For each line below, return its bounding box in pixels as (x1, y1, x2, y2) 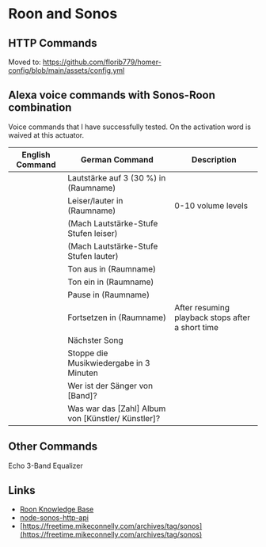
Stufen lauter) (67, 250, 119, 261)
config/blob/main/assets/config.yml (8, 66, 125, 75)
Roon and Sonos (8, 5, 118, 23)
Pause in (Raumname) (67, 289, 150, 300)
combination (8, 101, 72, 115)
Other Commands (8, 440, 98, 454)
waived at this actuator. (8, 130, 85, 139)
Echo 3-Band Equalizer (8, 461, 83, 470)
